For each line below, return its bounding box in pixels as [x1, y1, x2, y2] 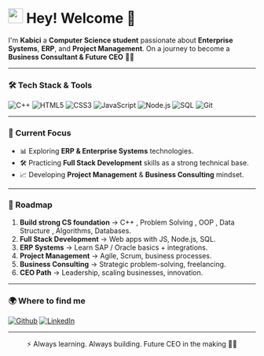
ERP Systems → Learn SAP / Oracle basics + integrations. [19, 243, 208, 252]
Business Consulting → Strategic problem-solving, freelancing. [19, 259, 226, 269]
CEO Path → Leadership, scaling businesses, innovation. [19, 268, 203, 277]
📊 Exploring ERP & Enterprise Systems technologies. [19, 146, 194, 155]
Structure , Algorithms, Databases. [19, 225, 132, 235]
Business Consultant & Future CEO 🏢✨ [8, 52, 135, 61]
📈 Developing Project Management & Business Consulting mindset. [19, 169, 244, 179]
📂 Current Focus [8, 128, 71, 139]
